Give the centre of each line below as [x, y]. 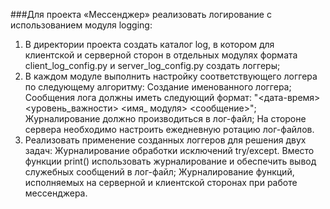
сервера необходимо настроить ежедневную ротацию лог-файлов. [169, 129]
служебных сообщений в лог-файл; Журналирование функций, [159, 172]
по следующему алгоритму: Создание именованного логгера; [158, 87]
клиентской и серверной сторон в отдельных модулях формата [161, 55]
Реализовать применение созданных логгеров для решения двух [165, 140]
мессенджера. [56, 193]
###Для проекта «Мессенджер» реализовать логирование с [141, 14]
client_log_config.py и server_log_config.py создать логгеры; [152, 65]
